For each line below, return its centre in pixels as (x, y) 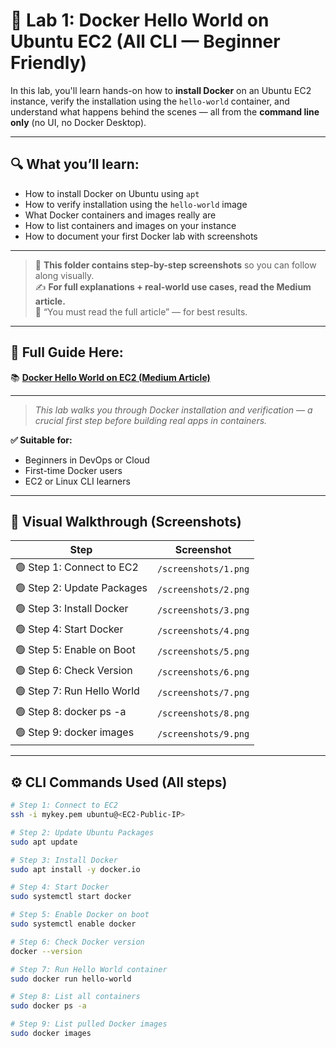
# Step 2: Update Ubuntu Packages (82, 832)
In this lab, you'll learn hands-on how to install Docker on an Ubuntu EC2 (161, 90)
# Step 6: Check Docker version (77, 942)
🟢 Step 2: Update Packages (81, 588)
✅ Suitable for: (41, 440)
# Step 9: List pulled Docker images (89, 1024)
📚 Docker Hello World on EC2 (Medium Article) (110, 377)
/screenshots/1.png (203, 568)
